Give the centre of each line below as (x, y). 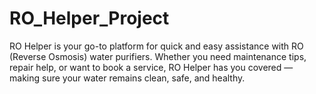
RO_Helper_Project (89, 18)
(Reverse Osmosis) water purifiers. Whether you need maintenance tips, (158, 56)
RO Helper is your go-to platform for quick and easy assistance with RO (156, 46)
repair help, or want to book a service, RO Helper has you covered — (151, 67)
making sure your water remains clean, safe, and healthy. (127, 78)
